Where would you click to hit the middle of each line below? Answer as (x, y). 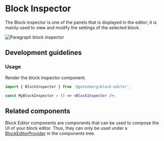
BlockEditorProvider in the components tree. (50, 134)
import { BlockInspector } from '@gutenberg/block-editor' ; (68, 87)
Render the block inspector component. (45, 78)
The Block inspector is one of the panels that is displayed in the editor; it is (81, 22)
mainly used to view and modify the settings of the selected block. (73, 27)
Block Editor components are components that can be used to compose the (82, 123)
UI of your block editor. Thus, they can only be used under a (66, 128)
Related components (38, 111)
